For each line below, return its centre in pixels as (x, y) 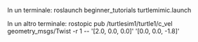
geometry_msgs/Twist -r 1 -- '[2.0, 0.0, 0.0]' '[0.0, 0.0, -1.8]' (94, 31)
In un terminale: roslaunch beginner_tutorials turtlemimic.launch (99, 10)
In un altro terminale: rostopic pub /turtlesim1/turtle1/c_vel (90, 23)
